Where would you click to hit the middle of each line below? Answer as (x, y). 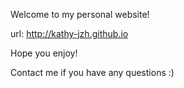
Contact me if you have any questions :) (92, 72)
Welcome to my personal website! (80, 14)
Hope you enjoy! (44, 53)
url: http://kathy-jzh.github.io (69, 33)
